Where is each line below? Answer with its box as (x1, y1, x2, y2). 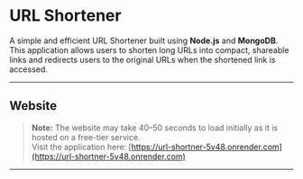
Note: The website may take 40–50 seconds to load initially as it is (31, 122, 278, 133)
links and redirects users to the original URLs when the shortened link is (9, 54, 276, 65)
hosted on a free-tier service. (31, 131, 142, 142)
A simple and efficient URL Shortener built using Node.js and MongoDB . (9, 35, 279, 46)
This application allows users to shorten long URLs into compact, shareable (9, 44, 289, 55)
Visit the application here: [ (31, 141, 133, 152)
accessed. (9, 64, 48, 75)
